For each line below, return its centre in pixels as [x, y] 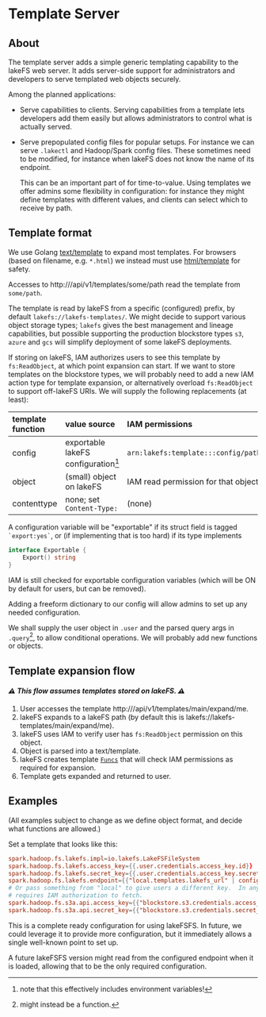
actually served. [46, 127]
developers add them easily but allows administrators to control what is [136, 118]
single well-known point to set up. [63, 942]
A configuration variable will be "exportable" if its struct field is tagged [123, 527]
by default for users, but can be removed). [77, 588]
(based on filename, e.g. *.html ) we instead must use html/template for [124, 260]
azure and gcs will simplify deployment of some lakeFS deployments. [120, 341]
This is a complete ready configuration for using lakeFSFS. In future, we [125, 925]
